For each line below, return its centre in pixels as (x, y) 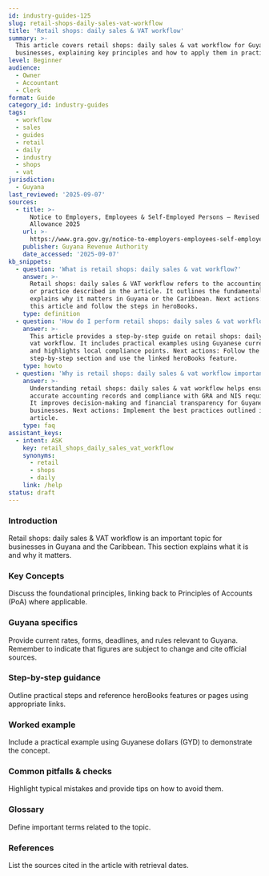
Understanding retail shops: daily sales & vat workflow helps (137, 388)
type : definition (52, 313)
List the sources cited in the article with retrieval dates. (99, 865)
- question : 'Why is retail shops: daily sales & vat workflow (123, 373)
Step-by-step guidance (55, 678)
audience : (25, 68)
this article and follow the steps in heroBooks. (114, 306)
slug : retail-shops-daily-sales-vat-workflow (85, 23)
